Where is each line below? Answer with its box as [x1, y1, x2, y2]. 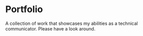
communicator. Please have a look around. [5, 25, 96, 31]
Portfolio [5, 4, 43, 15]
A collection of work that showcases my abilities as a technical [5, 20, 138, 26]
